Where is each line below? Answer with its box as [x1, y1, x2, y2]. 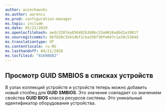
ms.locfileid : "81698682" [5, 53, 58, 58]
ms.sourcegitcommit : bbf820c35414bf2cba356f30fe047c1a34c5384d [5, 35, 139, 40]
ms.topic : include [5, 21, 43, 26]
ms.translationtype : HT [5, 39, 55, 44]
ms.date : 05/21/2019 [5, 26, 48, 31]
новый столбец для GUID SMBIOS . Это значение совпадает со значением [5, 90, 162, 96]
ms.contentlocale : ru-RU [5, 44, 56, 49]
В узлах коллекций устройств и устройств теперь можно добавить [5, 84, 147, 90]
